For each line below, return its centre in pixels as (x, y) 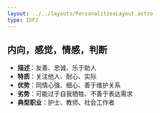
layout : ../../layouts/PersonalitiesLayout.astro (80, 14)
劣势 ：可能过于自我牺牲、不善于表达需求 (75, 94)
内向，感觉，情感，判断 (57, 50)
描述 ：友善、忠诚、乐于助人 (57, 68)
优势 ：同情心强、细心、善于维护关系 (69, 85)
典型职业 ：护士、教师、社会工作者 (66, 103)
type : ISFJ (23, 20)
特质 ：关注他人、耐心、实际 (57, 76)
